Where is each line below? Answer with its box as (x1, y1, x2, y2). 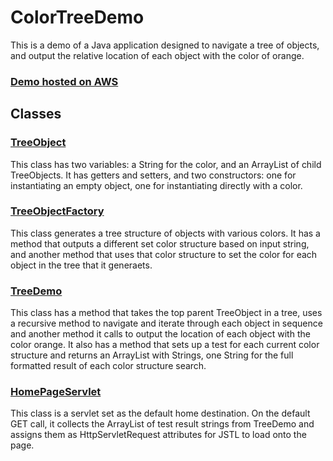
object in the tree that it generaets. (10, 259, 153, 271)
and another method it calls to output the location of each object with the (10, 328, 311, 340)
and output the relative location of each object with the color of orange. (10, 49, 305, 61)
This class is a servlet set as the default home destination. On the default (10, 407, 311, 420)
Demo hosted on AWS (10, 74, 119, 88)
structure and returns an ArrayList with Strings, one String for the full (10, 349, 294, 361)
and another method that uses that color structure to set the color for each (10, 248, 318, 260)
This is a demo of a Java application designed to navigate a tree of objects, (10, 39, 320, 51)
